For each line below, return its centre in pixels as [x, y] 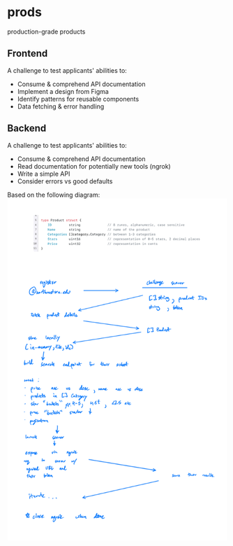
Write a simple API [44, 174]
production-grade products [46, 31]
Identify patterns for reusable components [78, 99]
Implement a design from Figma [63, 91]
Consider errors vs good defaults [65, 181]
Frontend [28, 54]
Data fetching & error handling [61, 106]
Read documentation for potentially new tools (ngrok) [94, 166]
